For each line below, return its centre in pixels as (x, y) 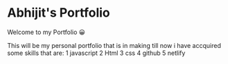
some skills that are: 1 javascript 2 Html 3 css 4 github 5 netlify (96, 53)
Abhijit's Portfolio (59, 13)
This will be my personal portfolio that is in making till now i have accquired (114, 45)
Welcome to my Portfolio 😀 (46, 32)
